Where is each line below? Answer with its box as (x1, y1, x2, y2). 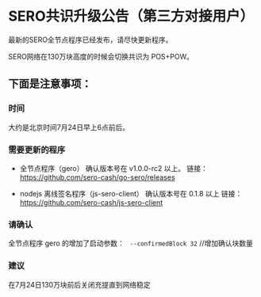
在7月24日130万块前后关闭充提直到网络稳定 (8, 280, 151, 289)
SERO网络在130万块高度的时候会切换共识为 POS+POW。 (8, 51, 194, 61)
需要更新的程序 (8, 144, 66, 155)
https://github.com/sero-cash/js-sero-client (19, 197, 163, 207)
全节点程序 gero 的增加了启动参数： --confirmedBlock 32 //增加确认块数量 (8, 238, 254, 248)
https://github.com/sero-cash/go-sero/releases (19, 172, 176, 182)
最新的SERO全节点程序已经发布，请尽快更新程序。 (8, 35, 173, 44)
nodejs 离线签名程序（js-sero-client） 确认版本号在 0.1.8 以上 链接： (19, 188, 243, 198)
